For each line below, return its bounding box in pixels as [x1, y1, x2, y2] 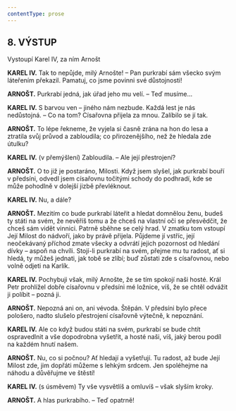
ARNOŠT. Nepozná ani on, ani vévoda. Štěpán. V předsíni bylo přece [7, 304, 207, 312]
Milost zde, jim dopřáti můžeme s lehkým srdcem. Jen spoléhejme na [7, 361, 209, 370]
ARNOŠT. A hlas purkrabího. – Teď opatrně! [7, 396, 135, 405]
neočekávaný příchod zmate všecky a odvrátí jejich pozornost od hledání [7, 239, 220, 247]
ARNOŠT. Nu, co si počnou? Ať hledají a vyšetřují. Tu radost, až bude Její [7, 354, 221, 362]
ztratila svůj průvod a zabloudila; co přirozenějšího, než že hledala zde [7, 132, 211, 141]
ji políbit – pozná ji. [7, 290, 61, 299]
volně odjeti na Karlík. [7, 262, 70, 270]
